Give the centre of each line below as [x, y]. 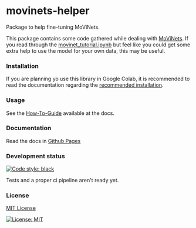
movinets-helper [48, 11]
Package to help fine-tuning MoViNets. [53, 27]
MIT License [21, 208]
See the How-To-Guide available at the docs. [60, 113]
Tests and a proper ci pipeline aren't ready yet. [62, 181]
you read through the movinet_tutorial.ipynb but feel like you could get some [98, 45]
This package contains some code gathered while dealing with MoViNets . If [97, 38]
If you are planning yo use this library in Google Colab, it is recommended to [98, 79]
